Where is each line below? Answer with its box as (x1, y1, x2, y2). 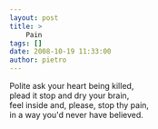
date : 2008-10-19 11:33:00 (9, 47, 112, 56)
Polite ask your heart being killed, (9, 81, 134, 91)
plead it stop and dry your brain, (9, 90, 130, 101)
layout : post (9, 13, 59, 23)
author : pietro (9, 55, 67, 64)
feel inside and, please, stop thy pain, (9, 100, 150, 110)
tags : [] (9, 38, 43, 48)
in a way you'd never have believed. (9, 110, 143, 120)
